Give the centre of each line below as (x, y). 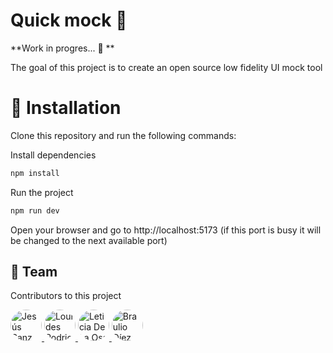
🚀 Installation (66, 108)
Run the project (42, 192)
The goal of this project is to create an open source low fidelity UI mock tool (166, 67)
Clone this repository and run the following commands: (123, 135)
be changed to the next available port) (89, 240)
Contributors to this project (66, 296)
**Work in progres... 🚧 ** (62, 48)
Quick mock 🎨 (69, 20)
